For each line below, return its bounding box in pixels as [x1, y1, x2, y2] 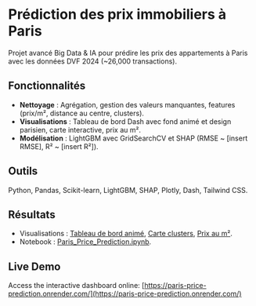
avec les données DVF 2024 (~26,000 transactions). [8, 56, 178, 66]
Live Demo [8, 260, 61, 273]
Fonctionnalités [8, 79, 86, 93]
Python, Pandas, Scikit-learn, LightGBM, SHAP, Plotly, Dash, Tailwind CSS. [8, 185, 248, 195]
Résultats [8, 208, 56, 221]
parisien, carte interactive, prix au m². [19, 125, 141, 134]
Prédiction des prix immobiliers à [8, 5, 227, 24]
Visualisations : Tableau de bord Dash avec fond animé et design [19, 116, 232, 126]
